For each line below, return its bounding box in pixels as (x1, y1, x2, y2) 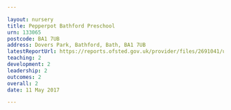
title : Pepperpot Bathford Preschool (7, 22, 115, 30)
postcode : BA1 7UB (7, 35, 60, 42)
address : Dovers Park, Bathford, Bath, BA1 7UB (7, 42, 146, 49)
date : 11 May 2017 (7, 87, 60, 93)
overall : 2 (7, 80, 38, 87)
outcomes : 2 (7, 74, 41, 80)
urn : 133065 (7, 29, 41, 36)
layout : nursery (7, 16, 54, 23)
